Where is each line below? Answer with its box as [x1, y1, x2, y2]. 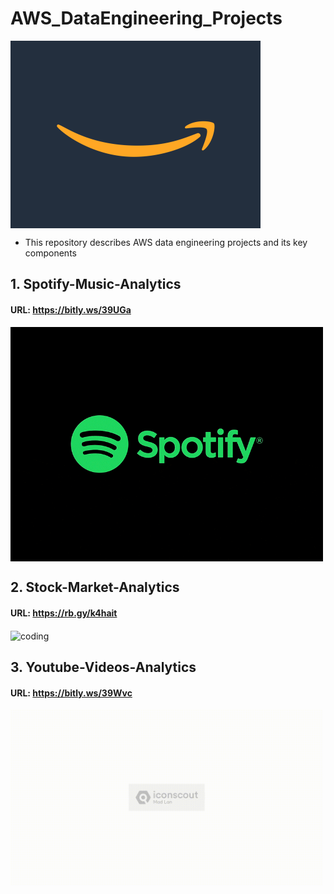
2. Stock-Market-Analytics [10, 578, 180, 596]
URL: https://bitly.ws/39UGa [10, 303, 132, 316]
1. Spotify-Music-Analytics [10, 276, 182, 293]
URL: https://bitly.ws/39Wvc [10, 687, 133, 699]
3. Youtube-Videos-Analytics [10, 659, 197, 676]
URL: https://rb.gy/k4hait [10, 607, 118, 619]
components [24, 247, 77, 259]
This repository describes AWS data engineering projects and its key [24, 236, 308, 248]
